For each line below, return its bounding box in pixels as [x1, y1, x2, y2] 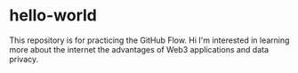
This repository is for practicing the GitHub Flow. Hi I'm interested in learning [9, 35, 290, 45]
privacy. [9, 53, 39, 64]
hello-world [9, 5, 98, 26]
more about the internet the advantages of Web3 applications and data [9, 44, 270, 54]
